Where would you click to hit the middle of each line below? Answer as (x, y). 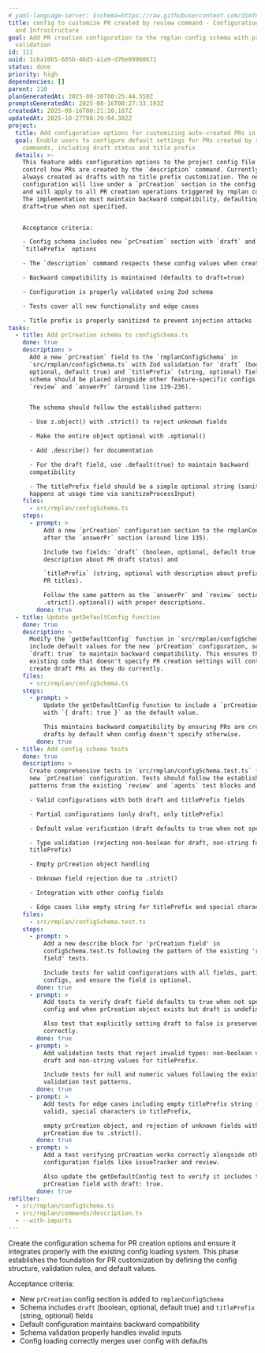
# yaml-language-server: (49, 15)
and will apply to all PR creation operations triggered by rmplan (135, 192)
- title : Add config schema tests (72, 749)
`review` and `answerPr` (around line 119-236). (110, 387)
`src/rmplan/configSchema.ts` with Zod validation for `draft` (135, 364)
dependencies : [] (37, 81)
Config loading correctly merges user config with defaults (114, 1340)
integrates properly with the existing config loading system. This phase (123, 1251)
